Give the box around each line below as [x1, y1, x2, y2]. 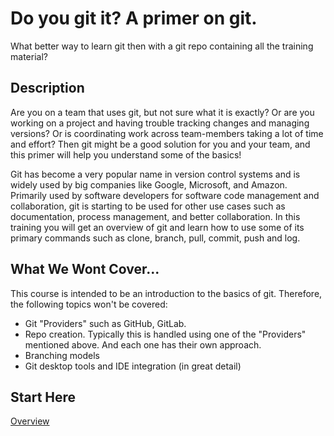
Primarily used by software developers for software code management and [10, 189, 320, 201]
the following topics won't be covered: [10, 298, 168, 310]
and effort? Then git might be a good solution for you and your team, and [10, 138, 311, 150]
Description [10, 80, 85, 97]
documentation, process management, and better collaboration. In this [10, 210, 301, 222]
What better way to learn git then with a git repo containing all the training [10, 40, 314, 52]
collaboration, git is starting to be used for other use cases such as [10, 200, 286, 212]
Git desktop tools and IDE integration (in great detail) [24, 360, 242, 372]
